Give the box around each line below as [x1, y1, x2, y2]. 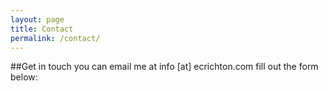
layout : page [10, 14, 65, 25]
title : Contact [10, 24, 74, 34]
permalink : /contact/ [10, 33, 101, 43]
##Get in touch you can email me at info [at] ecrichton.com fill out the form [10, 61, 319, 73]
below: [10, 71, 38, 83]
